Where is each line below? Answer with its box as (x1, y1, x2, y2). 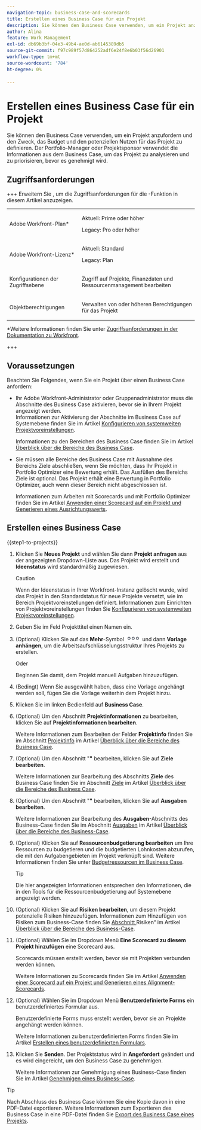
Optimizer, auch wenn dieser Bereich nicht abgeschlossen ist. (15, 481, 168, 488)
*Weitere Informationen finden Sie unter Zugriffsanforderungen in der (7, 325, 178, 333)
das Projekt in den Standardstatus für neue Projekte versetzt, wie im (15, 592, 183, 599)
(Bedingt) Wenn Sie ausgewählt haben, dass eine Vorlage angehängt (15, 683, 185, 690)
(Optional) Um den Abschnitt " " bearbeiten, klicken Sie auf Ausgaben (15, 797, 187, 804)
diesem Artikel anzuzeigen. (7, 197, 74, 204)
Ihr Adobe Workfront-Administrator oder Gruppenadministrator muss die (15, 394, 193, 401)
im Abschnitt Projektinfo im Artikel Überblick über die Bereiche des (15, 736, 180, 744)
